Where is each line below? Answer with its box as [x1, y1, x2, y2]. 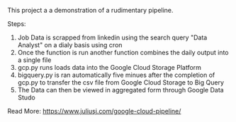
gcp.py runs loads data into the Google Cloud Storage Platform [17, 63, 202, 71]
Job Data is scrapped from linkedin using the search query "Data [17, 33, 208, 42]
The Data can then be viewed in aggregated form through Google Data [17, 86, 225, 94]
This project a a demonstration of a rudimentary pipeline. [7, 6, 174, 14]
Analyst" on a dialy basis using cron [17, 41, 123, 49]
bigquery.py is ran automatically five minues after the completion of [17, 71, 215, 79]
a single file [17, 56, 52, 64]
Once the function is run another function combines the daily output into [17, 49, 229, 56]
